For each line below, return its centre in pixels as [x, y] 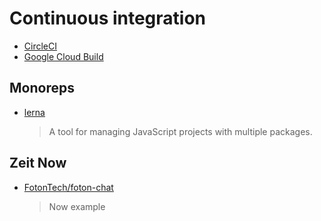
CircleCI [40, 46]
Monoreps [42, 88]
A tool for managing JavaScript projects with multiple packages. [180, 131]
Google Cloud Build [63, 56]
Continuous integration [108, 18]
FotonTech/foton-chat [68, 187]
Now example [77, 206]
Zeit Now [38, 163]
